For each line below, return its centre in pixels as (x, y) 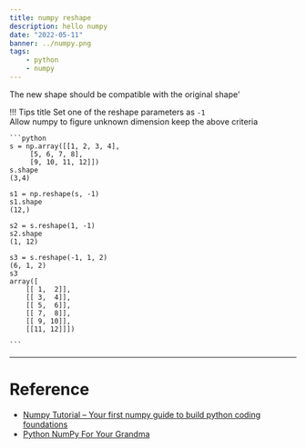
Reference (49, 389)
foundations (45, 424)
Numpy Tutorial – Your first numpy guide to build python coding (142, 414)
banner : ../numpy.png (51, 43)
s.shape (24, 170)
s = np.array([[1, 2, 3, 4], (65, 146)
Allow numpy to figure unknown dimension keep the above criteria (134, 121)
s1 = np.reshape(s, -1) (55, 194)
